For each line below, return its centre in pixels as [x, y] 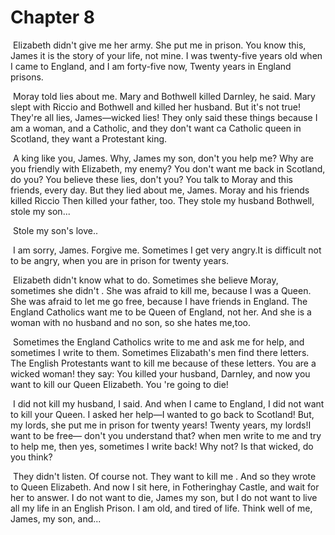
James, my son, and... [56, 518]
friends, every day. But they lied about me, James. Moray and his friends [160, 190]
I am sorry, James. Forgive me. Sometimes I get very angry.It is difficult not [167, 250]
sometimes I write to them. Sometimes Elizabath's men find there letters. [160, 352]
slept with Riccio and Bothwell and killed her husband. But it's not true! [156, 107]
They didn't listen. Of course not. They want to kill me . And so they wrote [164, 476]
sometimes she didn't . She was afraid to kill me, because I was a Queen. [161, 290]
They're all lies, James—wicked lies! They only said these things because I [164, 117]
